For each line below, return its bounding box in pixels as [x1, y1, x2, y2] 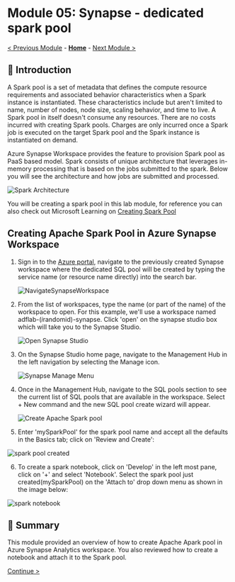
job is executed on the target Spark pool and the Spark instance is [7, 128, 200, 136]
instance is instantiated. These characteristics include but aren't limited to [7, 98, 223, 106]
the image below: [17, 485, 69, 493]
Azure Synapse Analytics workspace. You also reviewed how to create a [7, 546, 218, 554]
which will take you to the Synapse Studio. [17, 323, 142, 331]
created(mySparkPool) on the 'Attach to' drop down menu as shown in [17, 477, 223, 486]
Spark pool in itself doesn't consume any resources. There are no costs [7, 113, 216, 121]
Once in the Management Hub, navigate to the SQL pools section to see [17, 385, 227, 393]
